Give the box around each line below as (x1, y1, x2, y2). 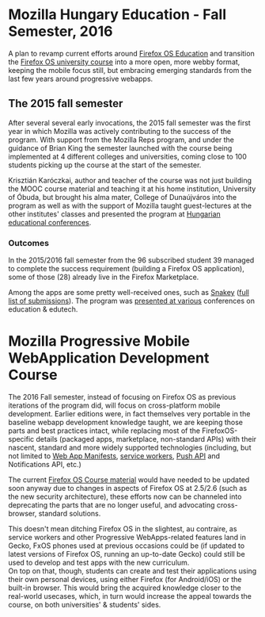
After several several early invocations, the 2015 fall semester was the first (8, 117, 251, 128)
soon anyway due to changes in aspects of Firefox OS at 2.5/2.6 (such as (8, 483, 248, 492)
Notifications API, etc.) (8, 459, 81, 469)
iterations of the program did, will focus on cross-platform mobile (8, 400, 221, 410)
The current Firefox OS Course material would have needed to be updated (8, 474, 250, 485)
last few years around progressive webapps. (8, 74, 153, 83)
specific (8, 434, 35, 443)
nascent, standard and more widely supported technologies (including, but (8, 443, 252, 452)
